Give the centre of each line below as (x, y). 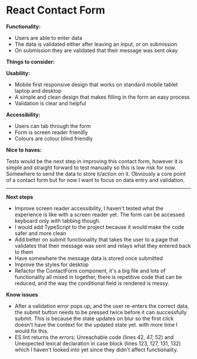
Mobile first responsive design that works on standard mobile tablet (96, 84)
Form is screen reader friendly (51, 132)
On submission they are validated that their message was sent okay (96, 50)
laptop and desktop (38, 90)
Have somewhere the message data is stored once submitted (89, 258)
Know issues (22, 294)
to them (24, 252)
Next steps (20, 197)
